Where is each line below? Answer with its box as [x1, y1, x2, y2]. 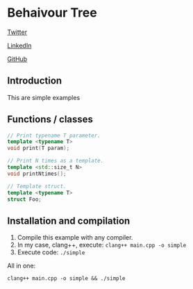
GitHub [7, 54, 28, 63]
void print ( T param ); [7, 144, 70, 152]
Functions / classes [7, 113, 94, 126]
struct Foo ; [7, 196, 42, 203]
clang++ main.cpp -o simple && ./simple [7, 275, 126, 282]
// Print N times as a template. [7, 158, 104, 165]
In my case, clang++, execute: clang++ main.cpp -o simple [17, 241, 187, 249]
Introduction [7, 75, 62, 87]
